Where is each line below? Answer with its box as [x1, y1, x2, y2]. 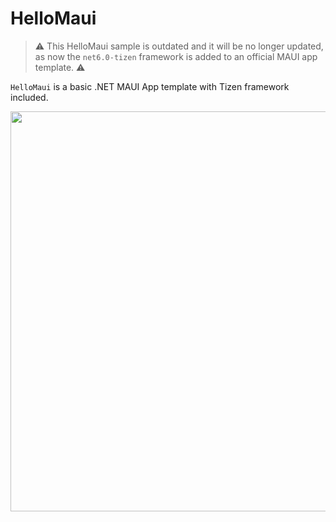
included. [10, 91, 49, 103]
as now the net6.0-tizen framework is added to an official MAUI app [34, 50, 318, 62]
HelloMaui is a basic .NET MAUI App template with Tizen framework [10, 80, 290, 92]
